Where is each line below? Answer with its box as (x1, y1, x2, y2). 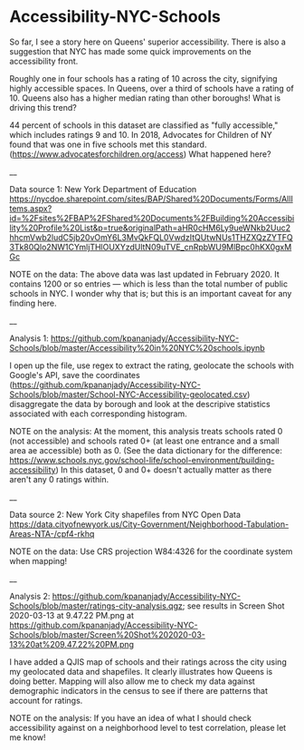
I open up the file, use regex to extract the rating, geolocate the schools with (9, 360, 294, 371)
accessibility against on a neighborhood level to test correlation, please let (9, 722, 287, 733)
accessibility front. (9, 55, 79, 66)
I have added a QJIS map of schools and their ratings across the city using (9, 656, 287, 667)
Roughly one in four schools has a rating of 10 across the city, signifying (9, 73, 278, 83)
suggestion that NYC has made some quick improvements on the (9, 45, 252, 56)
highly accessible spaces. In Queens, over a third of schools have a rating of (9, 83, 294, 93)
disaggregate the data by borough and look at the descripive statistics (9, 398, 271, 409)
